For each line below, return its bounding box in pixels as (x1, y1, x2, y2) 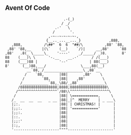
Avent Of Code (5, 4, 50, 12)
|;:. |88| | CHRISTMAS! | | (11, 101, 116, 106)
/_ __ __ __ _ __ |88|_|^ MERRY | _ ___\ (11, 97, 116, 102)
